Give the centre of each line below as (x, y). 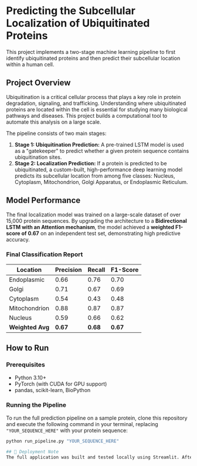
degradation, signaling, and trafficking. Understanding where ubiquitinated (96, 103)
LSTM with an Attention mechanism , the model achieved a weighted (90, 227)
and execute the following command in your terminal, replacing (82, 424)
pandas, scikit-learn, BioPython (52, 390)
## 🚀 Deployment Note (33, 452)
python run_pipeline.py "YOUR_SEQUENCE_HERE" (62, 441)
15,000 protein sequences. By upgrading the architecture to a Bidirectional (97, 220)
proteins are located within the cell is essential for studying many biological (97, 109)
